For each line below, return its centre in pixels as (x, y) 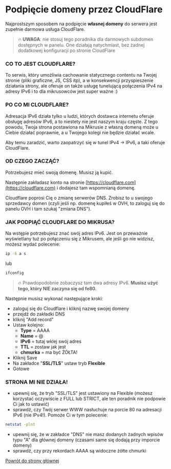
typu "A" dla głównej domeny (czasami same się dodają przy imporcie (86, 440)
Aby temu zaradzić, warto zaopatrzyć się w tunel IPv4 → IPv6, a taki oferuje (85, 142)
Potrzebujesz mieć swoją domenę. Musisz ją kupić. (59, 172)
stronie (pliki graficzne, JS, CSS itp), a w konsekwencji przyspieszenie (79, 80)
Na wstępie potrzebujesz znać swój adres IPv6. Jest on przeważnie (77, 233)
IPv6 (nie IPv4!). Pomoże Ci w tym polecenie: (60, 415)
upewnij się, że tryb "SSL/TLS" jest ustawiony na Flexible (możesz (82, 393)
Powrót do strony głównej (32, 461)
